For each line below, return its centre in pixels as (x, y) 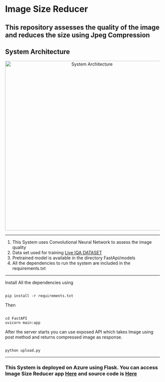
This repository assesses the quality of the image (82, 27)
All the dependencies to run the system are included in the (71, 263)
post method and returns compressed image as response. (64, 337)
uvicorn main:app (23, 323)
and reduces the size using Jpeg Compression (78, 35)
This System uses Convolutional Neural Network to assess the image (82, 242)
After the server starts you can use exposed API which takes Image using (79, 332)
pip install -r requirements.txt (39, 296)
